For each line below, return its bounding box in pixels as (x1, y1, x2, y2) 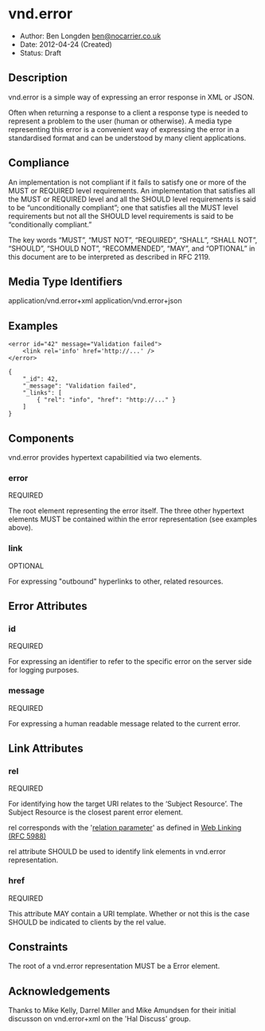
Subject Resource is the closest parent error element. (8, 807, 183, 817)
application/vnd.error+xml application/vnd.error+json (8, 296, 182, 306)
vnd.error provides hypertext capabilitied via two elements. (8, 453, 202, 462)
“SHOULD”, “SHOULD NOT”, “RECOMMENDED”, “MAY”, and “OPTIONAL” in (8, 244, 255, 253)
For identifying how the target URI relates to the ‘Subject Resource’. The (8, 799, 243, 809)
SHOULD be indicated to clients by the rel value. (8, 917, 166, 927)
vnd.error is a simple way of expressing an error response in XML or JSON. (8, 92, 255, 102)
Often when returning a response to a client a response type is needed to (8, 107, 248, 117)
